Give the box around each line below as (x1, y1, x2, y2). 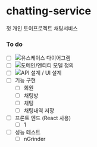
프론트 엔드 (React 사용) (14, 114, 71, 121)
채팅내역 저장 (23, 106, 55, 114)
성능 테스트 (14, 128, 41, 136)
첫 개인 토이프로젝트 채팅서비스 (6, 24, 79, 32)
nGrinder (23, 135, 46, 142)
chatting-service (6, 4, 91, 18)
